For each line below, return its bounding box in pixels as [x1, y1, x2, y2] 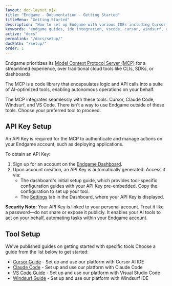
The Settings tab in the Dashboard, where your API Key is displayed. [20, 194, 165, 200]
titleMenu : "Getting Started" [5, 17, 70, 22]
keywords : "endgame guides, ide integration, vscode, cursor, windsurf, [5, 27, 164, 32]
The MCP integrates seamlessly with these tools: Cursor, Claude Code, [5, 96, 155, 102]
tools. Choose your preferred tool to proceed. [5, 107, 101, 113]
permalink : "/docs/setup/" [5, 37, 63, 42]
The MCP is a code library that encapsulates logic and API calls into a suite [5, 81, 163, 87]
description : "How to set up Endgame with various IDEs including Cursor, [5, 22, 168, 27]
